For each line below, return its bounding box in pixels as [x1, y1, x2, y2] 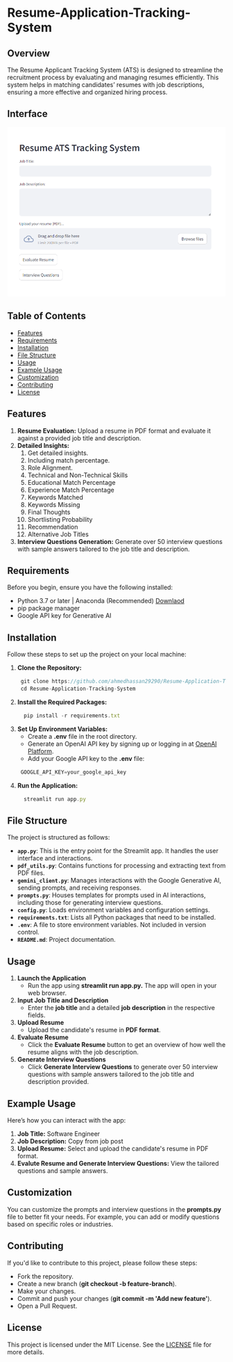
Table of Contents [7, 310, 87, 322]
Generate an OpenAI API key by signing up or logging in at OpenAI [27, 739, 217, 748]
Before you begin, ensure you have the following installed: [7, 583, 173, 592]
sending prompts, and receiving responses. [17, 883, 142, 892]
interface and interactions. [17, 854, 93, 863]
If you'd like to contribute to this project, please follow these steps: [7, 1258, 198, 1267]
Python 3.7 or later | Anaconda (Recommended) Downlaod [17, 597, 185, 605]
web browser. [27, 989, 67, 998]
